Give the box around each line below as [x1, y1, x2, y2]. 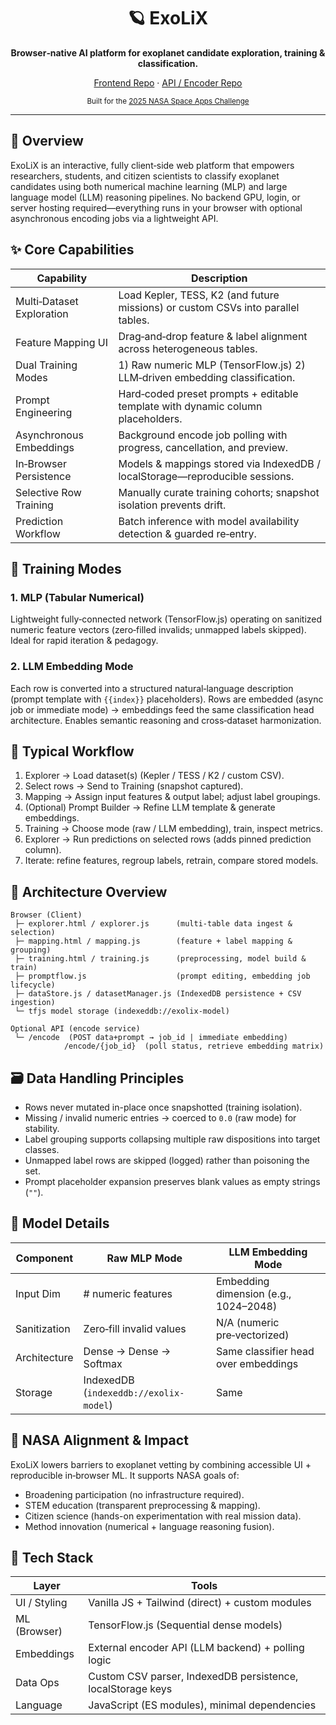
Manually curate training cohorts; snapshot [118, 485, 320, 499]
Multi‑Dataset [15, 294, 79, 308]
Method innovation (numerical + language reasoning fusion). [24, 1520, 275, 1532]
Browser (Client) [10, 910, 83, 920]
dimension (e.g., [215, 1286, 292, 1300]
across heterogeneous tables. [118, 341, 258, 355]
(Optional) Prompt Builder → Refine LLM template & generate [24, 801, 276, 814]
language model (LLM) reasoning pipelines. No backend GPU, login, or [10, 191, 301, 203]
